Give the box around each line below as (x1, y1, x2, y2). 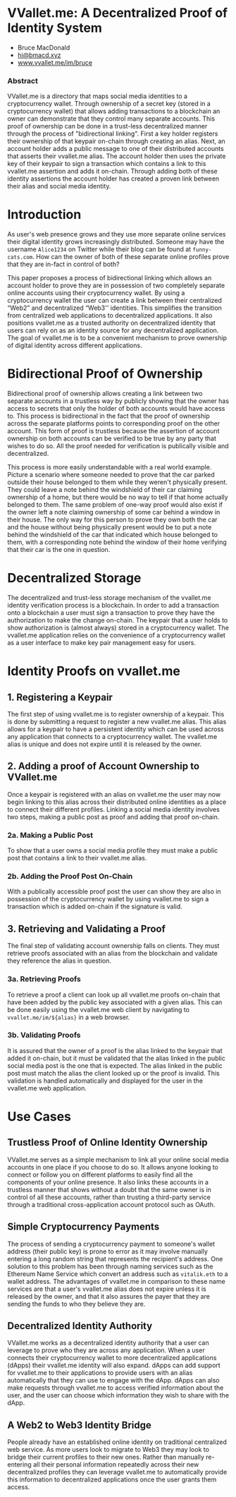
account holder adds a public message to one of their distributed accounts (7, 145, 224, 153)
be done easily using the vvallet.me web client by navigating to (7, 1005, 190, 1014)
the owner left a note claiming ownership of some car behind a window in (7, 508, 221, 517)
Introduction (7, 207, 82, 223)
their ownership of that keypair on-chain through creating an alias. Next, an (7, 137, 225, 145)
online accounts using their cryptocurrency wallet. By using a (7, 289, 185, 297)
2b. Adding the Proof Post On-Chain (7, 872, 133, 882)
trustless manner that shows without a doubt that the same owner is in (7, 1185, 211, 1194)
